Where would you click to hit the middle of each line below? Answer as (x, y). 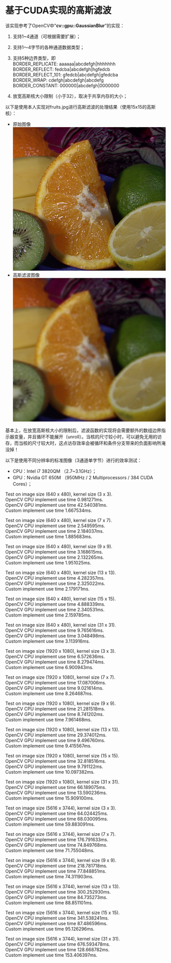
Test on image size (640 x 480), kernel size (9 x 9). (59, 547)
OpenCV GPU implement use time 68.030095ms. (57, 819)
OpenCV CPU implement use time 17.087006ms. (56, 683)
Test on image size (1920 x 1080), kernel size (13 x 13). (62, 730)
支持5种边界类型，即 (34, 58)
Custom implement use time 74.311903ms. (50, 877)
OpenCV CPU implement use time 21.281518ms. (55, 709)
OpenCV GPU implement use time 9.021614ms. (54, 688)
